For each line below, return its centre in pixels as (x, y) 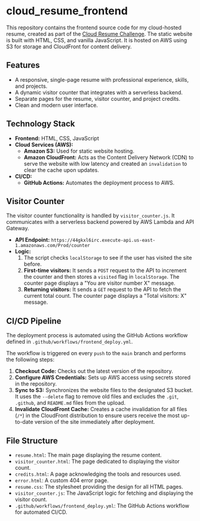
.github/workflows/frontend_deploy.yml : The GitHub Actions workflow (102, 506)
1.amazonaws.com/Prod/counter (53, 246)
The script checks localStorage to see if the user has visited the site (108, 258)
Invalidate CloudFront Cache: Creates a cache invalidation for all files (101, 409)
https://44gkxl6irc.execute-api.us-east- (103, 241)
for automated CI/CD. (41, 512)
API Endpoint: (32, 240)
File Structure (32, 441)
